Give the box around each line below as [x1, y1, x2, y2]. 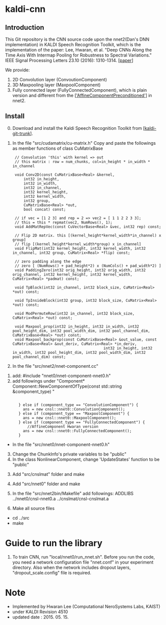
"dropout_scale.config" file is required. [12, 569, 92, 575]
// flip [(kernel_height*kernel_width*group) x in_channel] [14, 241, 142, 246]
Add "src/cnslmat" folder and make [12, 471, 85, 477]
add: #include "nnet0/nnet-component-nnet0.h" [12, 373, 111, 379]
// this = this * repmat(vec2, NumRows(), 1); [14, 220, 112, 225]
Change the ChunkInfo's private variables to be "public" [12, 451, 127, 457]
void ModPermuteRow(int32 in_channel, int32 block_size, [14, 311, 135, 316]
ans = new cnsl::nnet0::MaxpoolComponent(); [23, 415, 116, 420]
